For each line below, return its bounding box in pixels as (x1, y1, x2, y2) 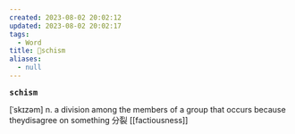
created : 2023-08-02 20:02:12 (9, 13, 122, 22)
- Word (17, 38, 42, 47)
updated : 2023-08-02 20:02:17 (9, 21, 122, 30)
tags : (9, 29, 29, 38)
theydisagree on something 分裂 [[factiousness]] (9, 114, 189, 125)
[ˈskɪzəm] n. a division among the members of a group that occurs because (9, 104, 286, 114)
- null (17, 63, 42, 72)
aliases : (9, 54, 42, 63)
